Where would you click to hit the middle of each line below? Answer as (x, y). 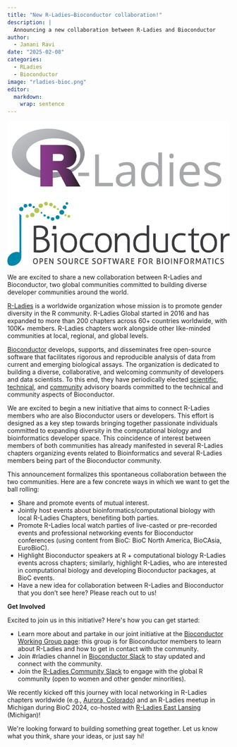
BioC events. (36, 578)
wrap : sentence (42, 104)
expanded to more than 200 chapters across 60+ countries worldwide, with (117, 321)
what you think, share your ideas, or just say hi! (76, 736)
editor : (19, 89)
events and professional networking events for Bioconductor (105, 533)
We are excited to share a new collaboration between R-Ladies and (105, 277)
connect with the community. (60, 664)
